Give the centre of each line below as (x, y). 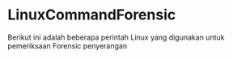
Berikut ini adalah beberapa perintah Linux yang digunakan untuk (116, 37)
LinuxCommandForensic (92, 15)
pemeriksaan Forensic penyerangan (67, 45)
